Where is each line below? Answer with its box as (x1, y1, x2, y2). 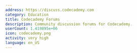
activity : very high (5, 36, 49, 41)
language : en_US (5, 40, 40, 45)
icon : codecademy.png (5, 31, 51, 36)
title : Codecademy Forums (5, 17, 60, 22)
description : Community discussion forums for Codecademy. (5, 21, 133, 27)
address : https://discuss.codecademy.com (5, 7, 94, 13)
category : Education (5, 12, 49, 17)
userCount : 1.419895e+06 (5, 26, 58, 31)
